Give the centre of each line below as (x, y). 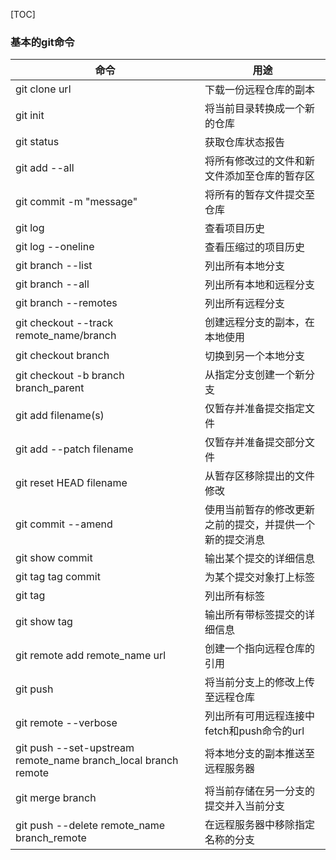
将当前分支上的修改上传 (259, 682)
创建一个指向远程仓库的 (259, 649)
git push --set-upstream (75, 748)
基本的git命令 (42, 42)
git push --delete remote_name (90, 826)
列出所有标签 (234, 596)
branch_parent (50, 388)
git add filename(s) (60, 416)
